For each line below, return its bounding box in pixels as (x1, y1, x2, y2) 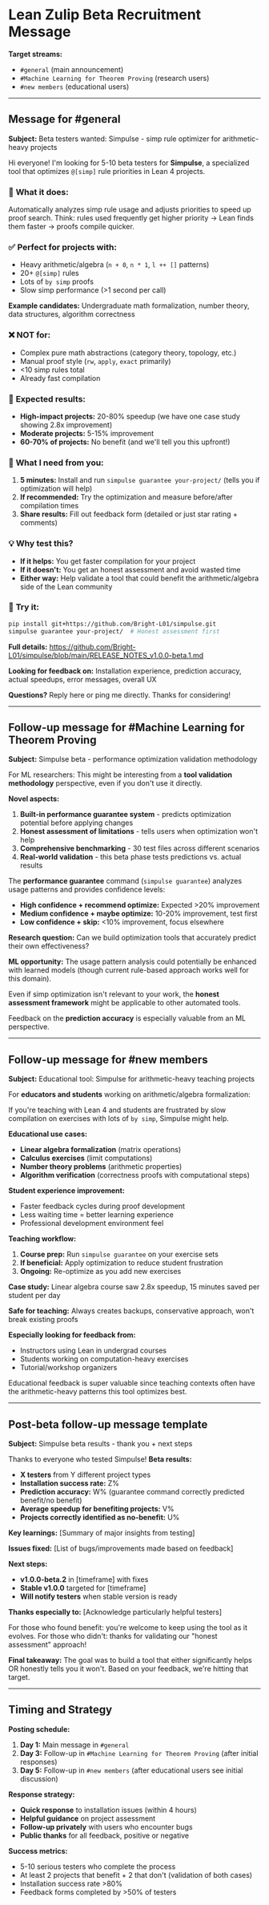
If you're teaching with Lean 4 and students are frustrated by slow (8, 1105, 227, 1115)
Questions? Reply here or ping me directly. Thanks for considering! (8, 690, 231, 699)
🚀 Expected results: (8, 393, 86, 404)
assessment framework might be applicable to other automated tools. (8, 998, 241, 1008)
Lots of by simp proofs (19, 277, 94, 286)
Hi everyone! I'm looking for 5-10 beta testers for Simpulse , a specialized (8, 158, 250, 168)
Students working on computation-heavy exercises (19, 1354, 189, 1364)
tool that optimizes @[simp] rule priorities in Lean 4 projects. (8, 166, 206, 176)
